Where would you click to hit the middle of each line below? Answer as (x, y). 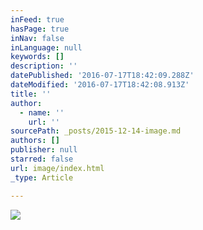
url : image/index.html (57, 168)
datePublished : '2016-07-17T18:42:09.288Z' (102, 76)
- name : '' (42, 112)
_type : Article (42, 177)
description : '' (44, 66)
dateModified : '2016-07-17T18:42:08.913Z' (100, 85)
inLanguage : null (46, 47)
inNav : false (37, 38)
